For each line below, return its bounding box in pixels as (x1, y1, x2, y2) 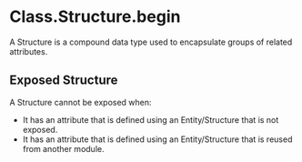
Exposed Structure (9, 73, 118, 88)
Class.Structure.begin (9, 6, 181, 27)
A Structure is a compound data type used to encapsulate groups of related (9, 36, 293, 47)
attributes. (9, 46, 48, 56)
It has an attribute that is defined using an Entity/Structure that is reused (22, 134, 293, 145)
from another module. (22, 143, 105, 154)
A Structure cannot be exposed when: (9, 96, 152, 107)
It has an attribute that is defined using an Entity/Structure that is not (22, 114, 279, 125)
